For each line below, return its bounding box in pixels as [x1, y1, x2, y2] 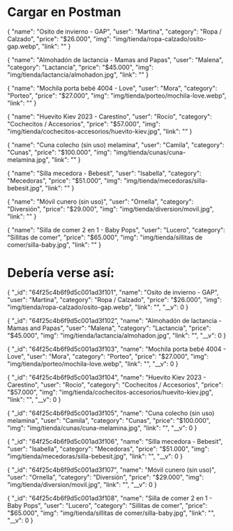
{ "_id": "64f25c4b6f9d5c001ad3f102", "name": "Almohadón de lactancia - [7, 316, 222, 324]
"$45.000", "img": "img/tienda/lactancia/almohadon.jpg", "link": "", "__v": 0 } [7, 331, 227, 339]
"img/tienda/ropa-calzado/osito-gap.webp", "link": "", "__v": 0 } [7, 303, 189, 311]
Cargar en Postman [7, 4, 121, 20]
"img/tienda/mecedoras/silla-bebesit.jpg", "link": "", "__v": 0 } [7, 451, 183, 461]
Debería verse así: [7, 265, 115, 281]
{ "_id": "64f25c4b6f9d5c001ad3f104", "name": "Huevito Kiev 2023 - [7, 373, 206, 381]
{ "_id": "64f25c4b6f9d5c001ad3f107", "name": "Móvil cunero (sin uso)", [7, 465, 216, 474]
